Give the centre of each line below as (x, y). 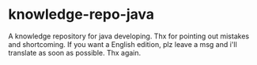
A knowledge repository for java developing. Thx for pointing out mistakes (129, 36)
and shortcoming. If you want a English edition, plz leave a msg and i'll (123, 44)
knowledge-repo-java (81, 14)
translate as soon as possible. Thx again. (75, 52)
